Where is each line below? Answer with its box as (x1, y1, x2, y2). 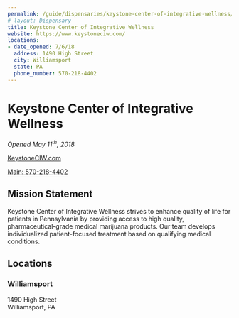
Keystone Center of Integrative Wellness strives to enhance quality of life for (7, 207, 231, 215)
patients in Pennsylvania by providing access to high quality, (7, 214, 185, 223)
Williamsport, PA (7, 302, 55, 311)
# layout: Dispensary (7, 17, 72, 24)
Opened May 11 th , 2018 (7, 139, 75, 149)
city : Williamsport (14, 57, 72, 64)
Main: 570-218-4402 (7, 168, 68, 176)
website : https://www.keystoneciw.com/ (7, 30, 126, 38)
